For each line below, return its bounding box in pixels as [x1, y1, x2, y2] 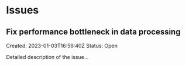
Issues [6, 4, 39, 17]
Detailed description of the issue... [6, 54, 89, 60]
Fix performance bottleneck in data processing [6, 27, 181, 37]
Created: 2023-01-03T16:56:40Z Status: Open [6, 42, 118, 49]
